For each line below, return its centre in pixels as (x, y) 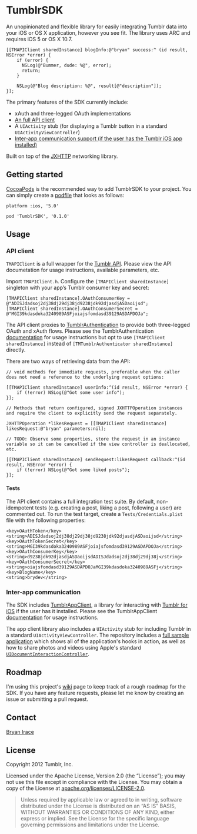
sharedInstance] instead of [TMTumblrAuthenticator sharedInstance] (90, 344)
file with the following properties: (46, 520)
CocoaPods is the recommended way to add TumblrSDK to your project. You (99, 188)
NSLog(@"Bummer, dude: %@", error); (66, 65)
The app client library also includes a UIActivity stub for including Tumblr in (98, 628)
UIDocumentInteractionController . (48, 654)
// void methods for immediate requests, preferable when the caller (93, 372)
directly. (16, 350)
